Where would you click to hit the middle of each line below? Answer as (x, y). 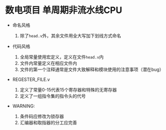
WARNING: (23, 106)
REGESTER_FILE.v (31, 79)
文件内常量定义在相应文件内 (48, 63)
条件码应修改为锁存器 (42, 116)
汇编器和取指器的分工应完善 (48, 122)
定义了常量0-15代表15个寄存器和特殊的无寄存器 (68, 89)
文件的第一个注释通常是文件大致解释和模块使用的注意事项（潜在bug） (92, 69)
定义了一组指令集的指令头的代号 (53, 96)
